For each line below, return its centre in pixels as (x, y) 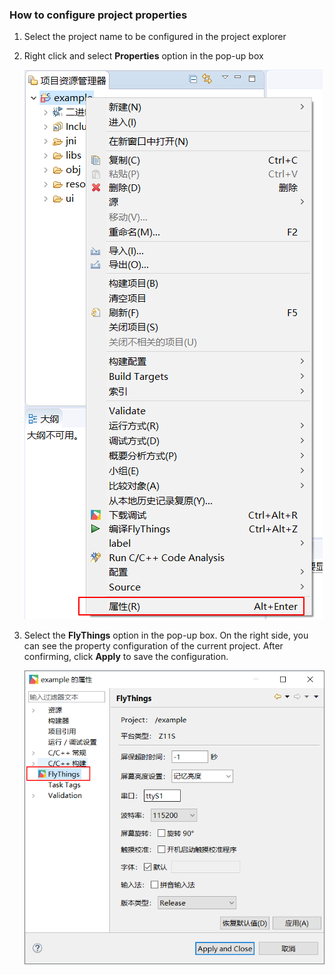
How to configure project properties (98, 15)
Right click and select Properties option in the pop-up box (143, 56)
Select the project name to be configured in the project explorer (155, 37)
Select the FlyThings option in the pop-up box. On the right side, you (166, 635)
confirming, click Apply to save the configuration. (126, 657)
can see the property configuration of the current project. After (153, 646)
